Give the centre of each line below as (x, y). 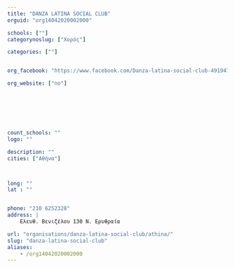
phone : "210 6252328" (39, 209)
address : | (23, 215)
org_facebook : (28, 71)
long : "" (20, 183)
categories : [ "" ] (33, 52)
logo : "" (20, 139)
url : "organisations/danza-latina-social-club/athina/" (90, 234)
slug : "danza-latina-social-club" (58, 241)
